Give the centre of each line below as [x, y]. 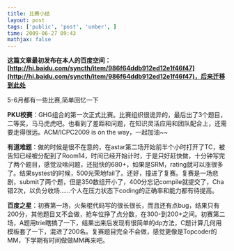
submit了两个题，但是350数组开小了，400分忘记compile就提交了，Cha [122, 182]
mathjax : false [29, 40]
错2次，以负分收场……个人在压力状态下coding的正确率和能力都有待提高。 [112, 191]
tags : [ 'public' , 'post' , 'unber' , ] [62, 26]
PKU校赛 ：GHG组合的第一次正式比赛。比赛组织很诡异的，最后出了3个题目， [117, 115]
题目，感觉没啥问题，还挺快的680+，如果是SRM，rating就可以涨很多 [125, 165]
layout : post [26, 20]
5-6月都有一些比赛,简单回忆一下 [53, 100]
